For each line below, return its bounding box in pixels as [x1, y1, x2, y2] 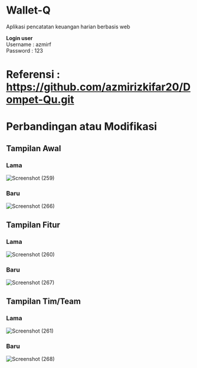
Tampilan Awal [6, 143, 61, 154]
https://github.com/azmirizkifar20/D [6, 80, 191, 94]
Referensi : [6, 68, 61, 82]
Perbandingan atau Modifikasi [6, 120, 157, 133]
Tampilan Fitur [6, 220, 61, 230]
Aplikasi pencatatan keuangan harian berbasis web [6, 23, 130, 30]
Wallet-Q [6, 4, 51, 17]
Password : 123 [6, 47, 43, 54]
